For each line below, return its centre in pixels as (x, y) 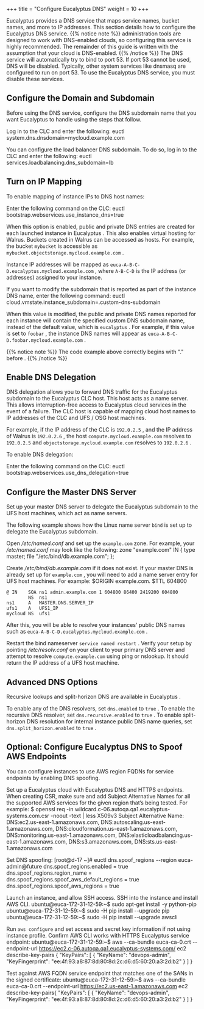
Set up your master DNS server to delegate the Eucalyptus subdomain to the (102, 507)
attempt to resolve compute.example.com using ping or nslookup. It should (97, 656)
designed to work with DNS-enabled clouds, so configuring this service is (99, 40)
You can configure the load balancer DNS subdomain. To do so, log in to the (102, 150)
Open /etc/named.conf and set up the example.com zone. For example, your (100, 543)
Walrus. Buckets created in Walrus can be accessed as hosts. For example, (100, 239)
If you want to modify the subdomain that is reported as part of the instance (101, 289)
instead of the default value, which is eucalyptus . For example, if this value (100, 327)
